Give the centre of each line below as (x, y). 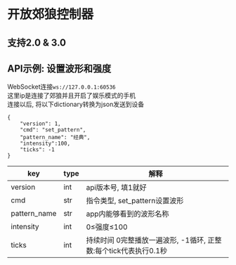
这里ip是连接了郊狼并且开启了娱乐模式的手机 (71, 96)
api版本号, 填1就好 (117, 188)
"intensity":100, (45, 144)
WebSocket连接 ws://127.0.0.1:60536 (61, 87)
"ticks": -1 (37, 150)
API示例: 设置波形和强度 (59, 69)
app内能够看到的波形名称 (127, 214)
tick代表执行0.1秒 (138, 251)
